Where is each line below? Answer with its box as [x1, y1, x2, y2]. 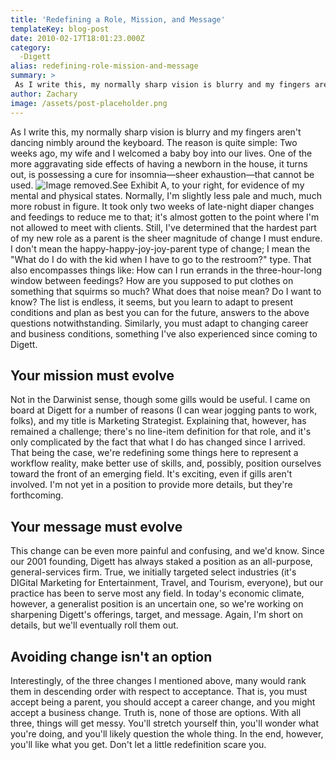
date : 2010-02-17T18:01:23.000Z [10, 33, 145, 43]
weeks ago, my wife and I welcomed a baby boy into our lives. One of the [10, 147, 313, 159]
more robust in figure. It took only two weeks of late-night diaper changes [10, 200, 315, 212]
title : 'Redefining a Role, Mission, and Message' [10, 14, 226, 25]
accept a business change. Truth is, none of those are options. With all [10, 706, 302, 718]
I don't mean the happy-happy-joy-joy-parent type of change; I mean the [10, 242, 311, 255]
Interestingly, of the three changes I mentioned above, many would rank [10, 674, 307, 686]
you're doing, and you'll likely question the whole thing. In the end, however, [10, 727, 324, 740]
